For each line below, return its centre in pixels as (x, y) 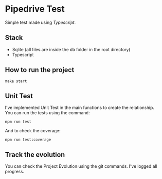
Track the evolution (35, 154)
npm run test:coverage (28, 140)
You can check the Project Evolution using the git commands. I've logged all (81, 166)
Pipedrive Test (35, 9)
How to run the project (40, 70)
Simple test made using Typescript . (40, 22)
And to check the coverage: (33, 131)
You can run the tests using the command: (47, 113)
